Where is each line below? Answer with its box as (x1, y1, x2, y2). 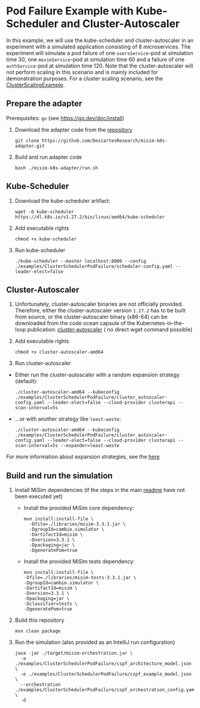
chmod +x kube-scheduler (14, 236, 77, 242)
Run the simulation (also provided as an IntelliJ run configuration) (14, 639, 176, 646)
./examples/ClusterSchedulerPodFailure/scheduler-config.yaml (14, 263, 173, 269)
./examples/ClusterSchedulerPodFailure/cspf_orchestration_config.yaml (14, 687, 197, 693)
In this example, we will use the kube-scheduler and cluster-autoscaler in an (6, 37, 194, 44)
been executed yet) (14, 493, 63, 500)
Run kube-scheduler (14, 247, 66, 254)
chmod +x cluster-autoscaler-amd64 (14, 349, 104, 355)
